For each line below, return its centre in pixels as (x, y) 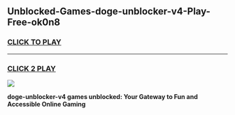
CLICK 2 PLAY (31, 68)
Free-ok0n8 (34, 23)
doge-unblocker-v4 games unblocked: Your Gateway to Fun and (102, 96)
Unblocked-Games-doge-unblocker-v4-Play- (109, 11)
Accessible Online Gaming (47, 104)
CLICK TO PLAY (34, 43)
